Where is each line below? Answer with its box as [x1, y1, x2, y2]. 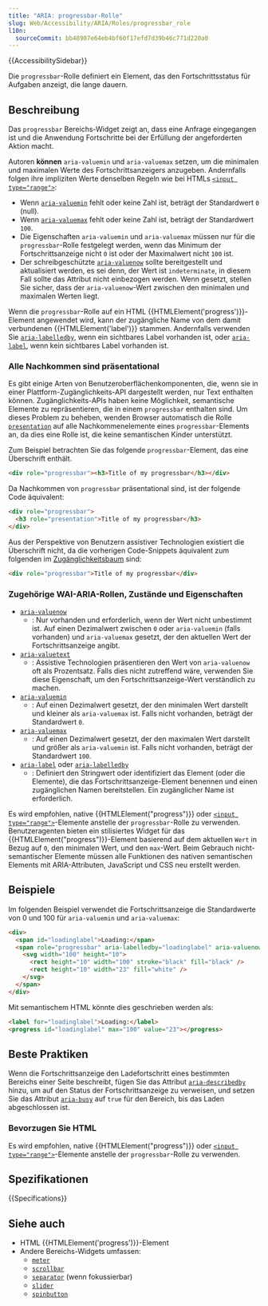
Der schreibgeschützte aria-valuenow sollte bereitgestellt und [19, 258, 223, 267]
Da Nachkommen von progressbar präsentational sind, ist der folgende [8, 484, 241, 493]
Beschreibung [8, 103, 80, 117]
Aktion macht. [8, 142, 54, 151]
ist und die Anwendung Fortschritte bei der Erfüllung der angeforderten [8, 133, 242, 142]
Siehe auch [8, 1216, 65, 1230]
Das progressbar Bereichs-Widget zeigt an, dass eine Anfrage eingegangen [8, 125, 257, 134]
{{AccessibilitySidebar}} [8, 56, 88, 66]
